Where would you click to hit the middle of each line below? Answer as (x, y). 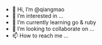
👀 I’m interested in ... (38, 16)
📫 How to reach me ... (40, 36)
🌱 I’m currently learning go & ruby (54, 22)
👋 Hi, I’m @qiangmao (38, 9)
